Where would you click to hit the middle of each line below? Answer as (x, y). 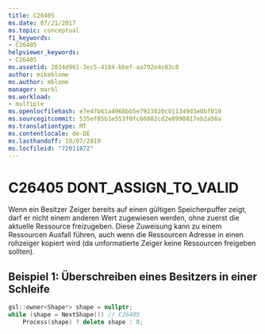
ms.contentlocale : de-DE (49, 133)
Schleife (29, 289)
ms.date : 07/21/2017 (42, 23)
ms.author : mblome (38, 82)
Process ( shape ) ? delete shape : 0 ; (83, 322)
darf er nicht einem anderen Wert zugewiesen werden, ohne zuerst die (124, 218)
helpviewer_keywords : (44, 52)
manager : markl (33, 89)
